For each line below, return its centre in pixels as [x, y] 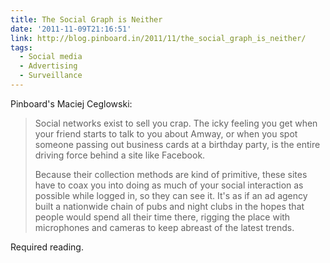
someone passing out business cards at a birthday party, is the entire [177, 144]
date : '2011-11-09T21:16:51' [71, 29]
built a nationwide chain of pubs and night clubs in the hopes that [169, 206]
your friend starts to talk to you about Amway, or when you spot [166, 133]
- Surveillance [51, 76]
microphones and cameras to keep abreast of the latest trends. [164, 227]
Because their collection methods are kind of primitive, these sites [171, 174]
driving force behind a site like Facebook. [120, 155]
